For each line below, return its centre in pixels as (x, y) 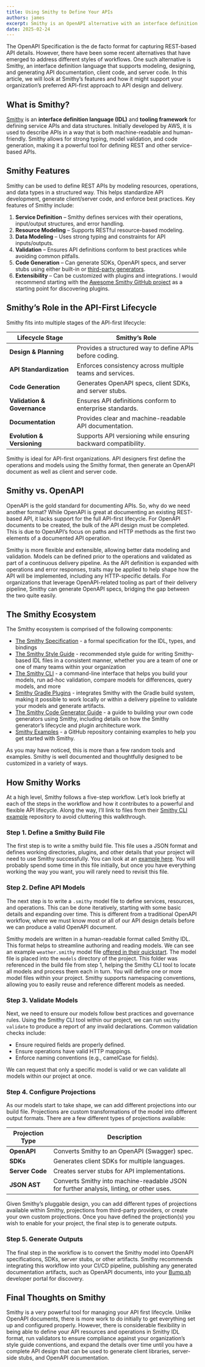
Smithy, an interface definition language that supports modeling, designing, (101, 66)
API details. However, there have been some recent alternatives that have (99, 53)
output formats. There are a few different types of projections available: (96, 1118)
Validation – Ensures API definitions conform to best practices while (101, 249)
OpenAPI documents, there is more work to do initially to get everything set (101, 1319)
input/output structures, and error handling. (70, 223)
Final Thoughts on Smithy (56, 1298)
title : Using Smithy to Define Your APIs (60, 12)
